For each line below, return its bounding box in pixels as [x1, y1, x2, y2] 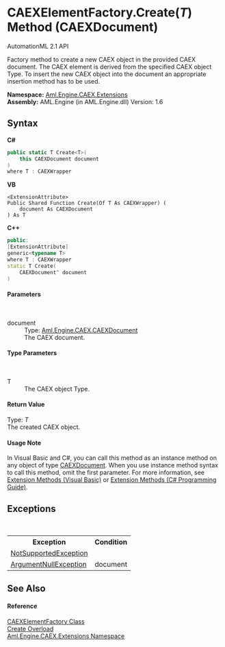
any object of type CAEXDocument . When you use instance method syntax [7, 461, 219, 469]
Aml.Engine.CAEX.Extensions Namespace [7, 632, 125, 640]
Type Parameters [7, 349, 57, 357]
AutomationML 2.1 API [7, 42, 69, 50]
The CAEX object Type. [24, 384, 90, 393]
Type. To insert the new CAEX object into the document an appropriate [7, 70, 207, 78]
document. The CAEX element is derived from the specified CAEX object [7, 62, 212, 71]
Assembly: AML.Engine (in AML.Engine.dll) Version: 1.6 [7, 97, 163, 106]
